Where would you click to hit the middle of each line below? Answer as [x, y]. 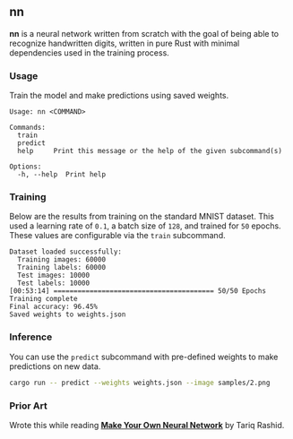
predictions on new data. [55, 366]
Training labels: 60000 [61, 268]
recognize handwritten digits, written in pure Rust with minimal [125, 43]
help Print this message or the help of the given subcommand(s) [150, 151]
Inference [31, 337]
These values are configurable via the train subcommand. [117, 236]
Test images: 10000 [54, 275]
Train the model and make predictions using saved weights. [119, 96]
